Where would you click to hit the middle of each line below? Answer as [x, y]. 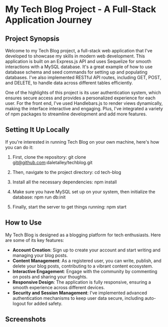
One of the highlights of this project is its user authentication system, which [83, 92]
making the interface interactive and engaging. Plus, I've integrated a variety [84, 109]
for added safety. [45, 303]
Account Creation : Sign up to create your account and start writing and [86, 250]
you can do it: [19, 147]
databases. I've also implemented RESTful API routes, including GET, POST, [83, 77]
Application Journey [49, 20]
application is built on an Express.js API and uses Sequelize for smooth [78, 61]
